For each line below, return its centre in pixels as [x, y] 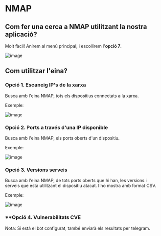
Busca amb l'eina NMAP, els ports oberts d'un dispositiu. [62, 138]
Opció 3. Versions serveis [36, 170]
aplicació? [21, 34]
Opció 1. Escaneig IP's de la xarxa [46, 85]
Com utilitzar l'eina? [36, 71]
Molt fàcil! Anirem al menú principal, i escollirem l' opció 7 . [63, 46]
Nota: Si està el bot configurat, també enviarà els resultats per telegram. [78, 228]
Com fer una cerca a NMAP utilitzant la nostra [76, 27]
